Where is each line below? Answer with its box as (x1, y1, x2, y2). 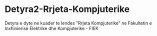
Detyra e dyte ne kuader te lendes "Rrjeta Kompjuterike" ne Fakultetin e (4, 20, 152, 26)
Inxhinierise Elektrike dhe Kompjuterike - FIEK (4, 25, 98, 31)
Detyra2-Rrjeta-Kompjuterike (4, 3, 130, 15)
